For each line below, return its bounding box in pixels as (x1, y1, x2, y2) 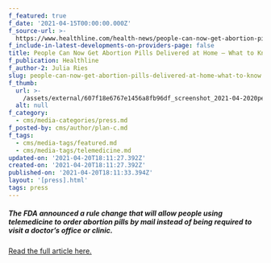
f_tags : (8, 131, 35, 139)
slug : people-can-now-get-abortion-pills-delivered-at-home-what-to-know (8, 72, 262, 80)
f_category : (8, 109, 48, 117)
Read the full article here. (8, 246, 93, 256)
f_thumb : (8, 79, 38, 87)
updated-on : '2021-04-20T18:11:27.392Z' (8, 154, 147, 162)
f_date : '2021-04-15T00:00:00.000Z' (8, 19, 131, 27)
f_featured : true (8, 11, 67, 20)
